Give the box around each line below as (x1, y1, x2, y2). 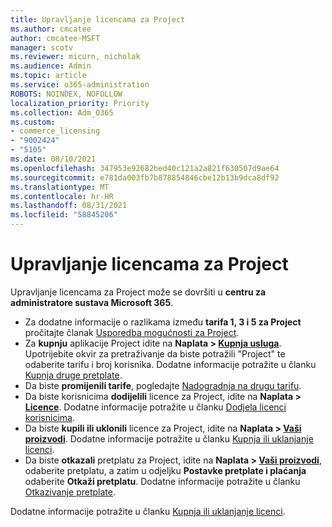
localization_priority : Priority (10, 98, 150, 108)
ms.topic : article (10, 71, 87, 81)
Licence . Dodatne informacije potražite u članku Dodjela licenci (24, 401, 287, 413)
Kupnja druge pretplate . (24, 369, 123, 381)
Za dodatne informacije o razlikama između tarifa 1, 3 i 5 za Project (24, 316, 302, 328)
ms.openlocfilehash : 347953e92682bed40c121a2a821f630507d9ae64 (10, 163, 280, 173)
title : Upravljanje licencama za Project (10, 14, 186, 25)
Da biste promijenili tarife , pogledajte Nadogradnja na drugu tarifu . (24, 379, 302, 391)
